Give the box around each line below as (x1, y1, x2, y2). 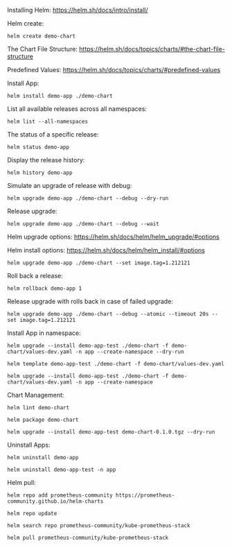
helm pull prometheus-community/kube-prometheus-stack (7, 534, 169, 541)
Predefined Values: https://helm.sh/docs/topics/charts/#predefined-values (7, 66, 221, 74)
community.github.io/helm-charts (7, 498, 104, 505)
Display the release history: (7, 156, 85, 164)
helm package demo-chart (7, 416, 79, 423)
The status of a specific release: (7, 130, 99, 138)
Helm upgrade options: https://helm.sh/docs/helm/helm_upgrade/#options (7, 232, 220, 241)
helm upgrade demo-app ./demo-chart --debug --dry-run (7, 195, 169, 202)
